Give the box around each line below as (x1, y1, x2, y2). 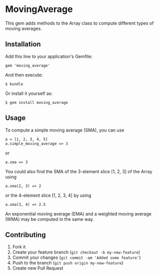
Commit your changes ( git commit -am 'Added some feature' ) (12, 254, 141, 260)
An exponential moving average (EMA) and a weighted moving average (5, 211, 151, 217)
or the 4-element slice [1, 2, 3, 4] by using (5, 192, 91, 198)
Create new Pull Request (12, 265, 63, 271)
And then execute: (5, 72, 43, 78)
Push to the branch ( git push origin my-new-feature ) (12, 260, 123, 266)
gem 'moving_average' (5, 63, 50, 68)
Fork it (12, 244, 26, 250)
